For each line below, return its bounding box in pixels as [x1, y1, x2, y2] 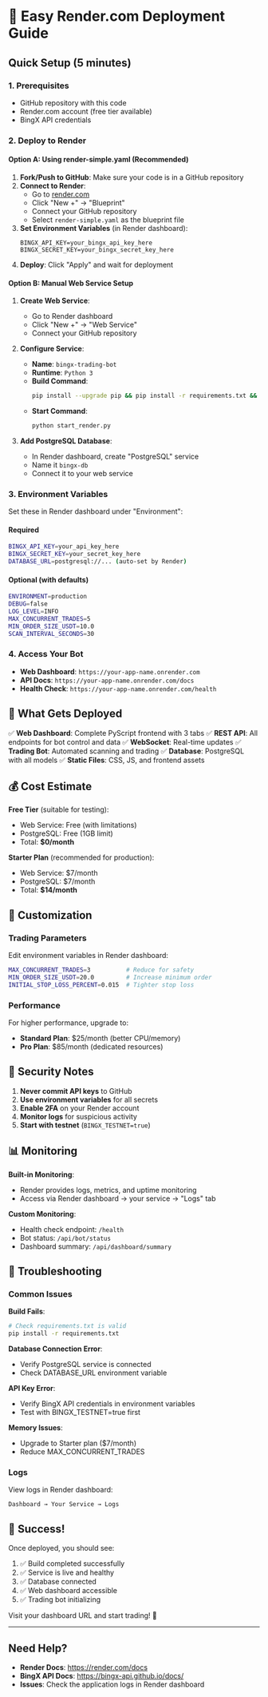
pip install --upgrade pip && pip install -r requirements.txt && [31, 391, 258, 400]
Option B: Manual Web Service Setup [8, 278, 134, 288]
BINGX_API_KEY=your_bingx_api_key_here [19, 239, 153, 247]
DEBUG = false [8, 600, 48, 608]
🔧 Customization [8, 908, 93, 922]
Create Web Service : [19, 296, 90, 306]
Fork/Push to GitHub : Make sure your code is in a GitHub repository [19, 173, 244, 182]
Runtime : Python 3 [31, 368, 93, 378]
